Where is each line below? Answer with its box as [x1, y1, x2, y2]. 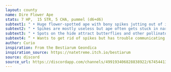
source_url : [5, 59, 31, 64]
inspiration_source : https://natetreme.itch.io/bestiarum [5, 50, 131, 55]
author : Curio [5, 41, 36, 46]
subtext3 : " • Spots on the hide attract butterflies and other [5, 31, 145, 36]
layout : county [5, 7, 38, 13]
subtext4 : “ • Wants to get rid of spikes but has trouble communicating [5, 36, 165, 41]
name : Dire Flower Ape [5, 12, 53, 17]
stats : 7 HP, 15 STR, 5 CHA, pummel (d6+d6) [5, 17, 103, 22]
